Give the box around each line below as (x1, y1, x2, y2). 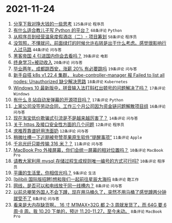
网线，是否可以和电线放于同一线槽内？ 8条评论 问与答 (13, 183, 123, 189)
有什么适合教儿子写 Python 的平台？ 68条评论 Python (13, 27, 122, 33)
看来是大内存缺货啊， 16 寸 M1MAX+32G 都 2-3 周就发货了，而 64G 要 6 (13, 201, 167, 208)
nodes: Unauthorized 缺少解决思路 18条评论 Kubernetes (13, 78, 128, 85)
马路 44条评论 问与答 (22, 46, 62, 52)
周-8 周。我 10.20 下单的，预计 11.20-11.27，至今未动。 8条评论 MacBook (13, 208, 162, 214)
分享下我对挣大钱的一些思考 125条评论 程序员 (13, 21, 105, 27)
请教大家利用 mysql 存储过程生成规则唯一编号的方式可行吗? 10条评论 (13, 157, 157, 164)
